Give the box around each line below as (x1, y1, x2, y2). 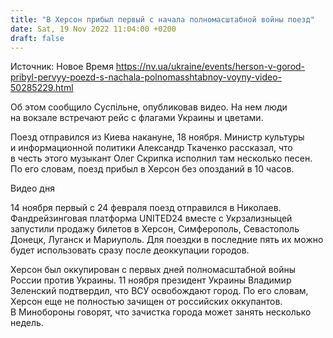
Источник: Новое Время (10, 61, 114, 73)
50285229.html (10, 82, 74, 94)
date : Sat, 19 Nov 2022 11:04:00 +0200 (10, 24, 177, 34)
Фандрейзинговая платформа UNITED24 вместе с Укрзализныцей (10, 212, 293, 225)
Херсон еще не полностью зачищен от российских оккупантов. (10, 296, 283, 308)
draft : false (10, 33, 65, 43)
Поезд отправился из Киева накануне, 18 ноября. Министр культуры (10, 131, 305, 143)
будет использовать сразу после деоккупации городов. (10, 244, 250, 256)
